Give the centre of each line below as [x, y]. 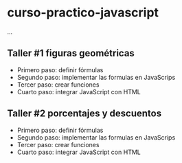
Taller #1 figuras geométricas [71, 53]
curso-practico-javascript [83, 13]
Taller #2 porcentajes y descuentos [84, 114]
